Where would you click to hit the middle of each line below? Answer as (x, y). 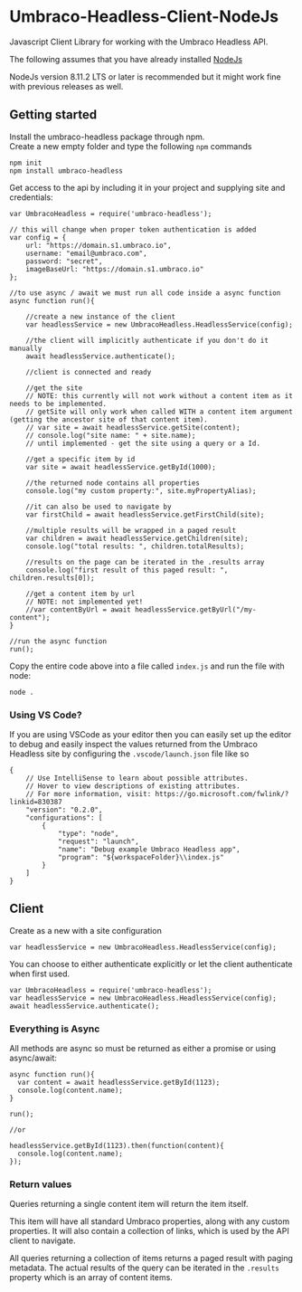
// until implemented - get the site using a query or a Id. (143, 443)
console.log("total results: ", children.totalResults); (135, 546)
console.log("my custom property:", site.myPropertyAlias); (141, 490)
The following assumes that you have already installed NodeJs (126, 59)
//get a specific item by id (80, 459)
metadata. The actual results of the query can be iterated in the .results (145, 1268)
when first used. (40, 974)
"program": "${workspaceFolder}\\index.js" (141, 858)
